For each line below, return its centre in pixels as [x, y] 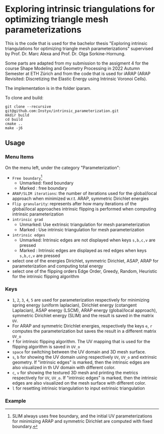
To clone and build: [24, 98]
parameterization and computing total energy [58, 266]
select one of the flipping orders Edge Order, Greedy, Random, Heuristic [85, 271]
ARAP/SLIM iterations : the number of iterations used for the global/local [84, 194]
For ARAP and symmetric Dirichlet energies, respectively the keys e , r [82, 325]
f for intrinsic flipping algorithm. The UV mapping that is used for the [81, 341]
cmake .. [14, 124]
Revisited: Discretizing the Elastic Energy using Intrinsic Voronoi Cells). [76, 79]
